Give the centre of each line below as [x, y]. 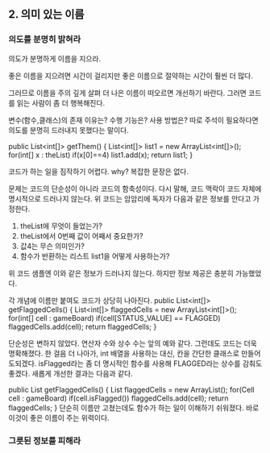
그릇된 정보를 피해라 [45, 440]
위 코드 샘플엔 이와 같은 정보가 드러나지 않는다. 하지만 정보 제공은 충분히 [121, 273]
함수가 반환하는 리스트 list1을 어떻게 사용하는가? [95, 256]
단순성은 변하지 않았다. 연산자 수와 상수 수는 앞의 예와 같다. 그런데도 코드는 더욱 [133, 343]
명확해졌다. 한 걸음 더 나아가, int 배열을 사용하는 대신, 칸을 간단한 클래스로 [124, 353]
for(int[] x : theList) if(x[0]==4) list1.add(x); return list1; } [101, 155]
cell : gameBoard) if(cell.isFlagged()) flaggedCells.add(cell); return [118, 398]
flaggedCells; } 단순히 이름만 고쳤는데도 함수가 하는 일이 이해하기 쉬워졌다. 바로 [134, 407]
